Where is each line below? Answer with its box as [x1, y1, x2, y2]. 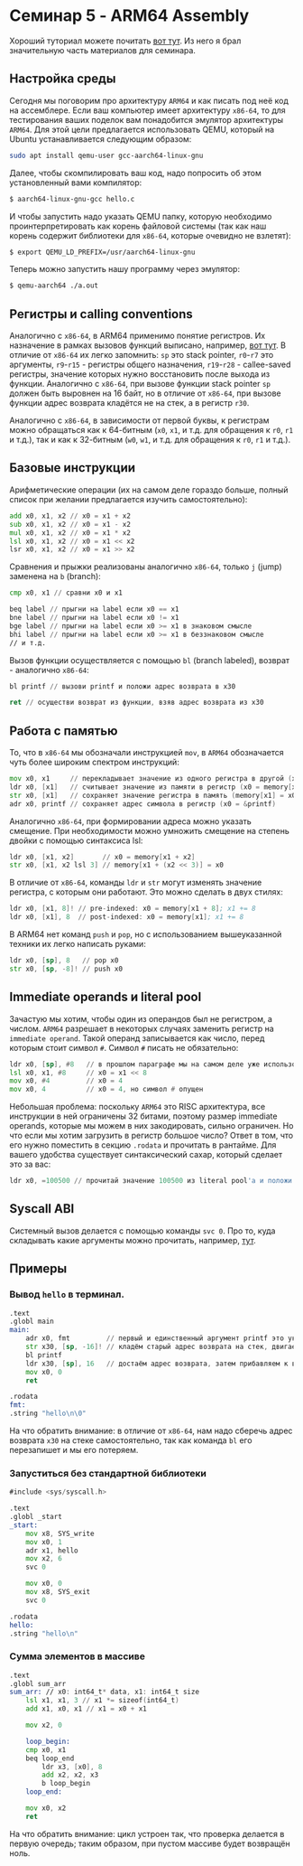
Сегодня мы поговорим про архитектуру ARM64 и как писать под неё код [9, 95, 289, 106]
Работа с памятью [9, 723, 118, 738]
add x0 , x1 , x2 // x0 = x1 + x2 [9, 511, 131, 520]
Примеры [9, 1261, 68, 1277]
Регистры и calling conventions [9, 306, 194, 322]
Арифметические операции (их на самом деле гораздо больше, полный [9, 484, 289, 495]
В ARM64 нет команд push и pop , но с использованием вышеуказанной [9, 929, 282, 940]
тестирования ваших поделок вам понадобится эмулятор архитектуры [9, 114, 284, 125]
